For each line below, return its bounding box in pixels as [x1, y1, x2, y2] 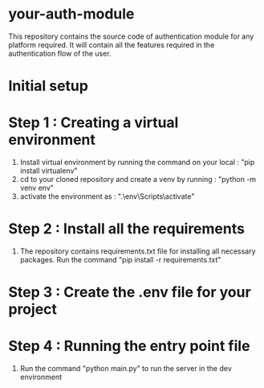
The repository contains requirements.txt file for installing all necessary [19, 246, 256, 256]
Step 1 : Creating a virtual [8, 114, 179, 132]
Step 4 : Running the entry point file [8, 337, 250, 355]
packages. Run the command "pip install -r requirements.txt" [19, 255, 221, 264]
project [8, 300, 58, 319]
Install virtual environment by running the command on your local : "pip [19, 158, 255, 167]
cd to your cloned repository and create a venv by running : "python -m [19, 175, 257, 184]
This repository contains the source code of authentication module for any [8, 31, 254, 41]
